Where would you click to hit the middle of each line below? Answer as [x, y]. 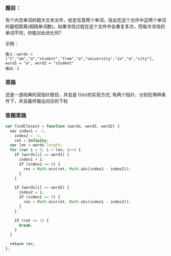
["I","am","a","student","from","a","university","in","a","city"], [80, 59]
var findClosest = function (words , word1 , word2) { [63, 126]
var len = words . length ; [36, 145]
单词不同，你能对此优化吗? [33, 33]
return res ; [23, 244]
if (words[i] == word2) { [42, 188]
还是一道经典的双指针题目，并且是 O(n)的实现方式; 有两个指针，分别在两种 [83, 94]
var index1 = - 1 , [28, 131]
